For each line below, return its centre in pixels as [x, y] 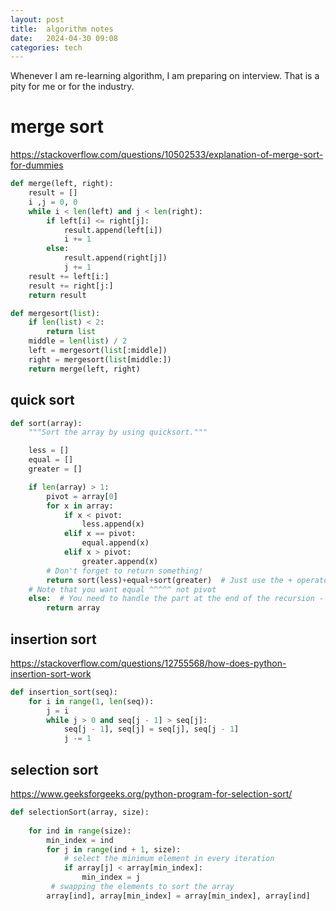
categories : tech [46, 47]
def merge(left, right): [62, 184]
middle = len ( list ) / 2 [78, 341]
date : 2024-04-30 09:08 [64, 38]
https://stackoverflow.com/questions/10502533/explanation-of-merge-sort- [167, 155]
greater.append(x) [120, 561]
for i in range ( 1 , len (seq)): [91, 701]
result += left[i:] [69, 276]
